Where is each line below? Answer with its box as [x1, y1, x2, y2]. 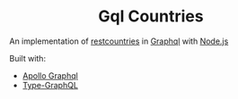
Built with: [9, 53, 47, 63]
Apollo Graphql [22, 70, 78, 81]
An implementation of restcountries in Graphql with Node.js [9, 36, 229, 46]
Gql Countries [98, 6, 204, 27]
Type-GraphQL [22, 79, 79, 90]
